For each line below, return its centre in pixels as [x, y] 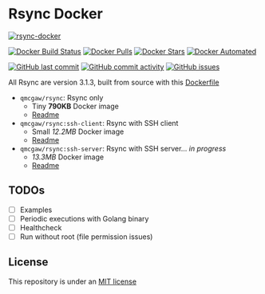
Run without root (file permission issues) [86, 237]
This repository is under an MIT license [73, 281]
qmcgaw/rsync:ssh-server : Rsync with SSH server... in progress [123, 148]
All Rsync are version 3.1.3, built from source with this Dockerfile [114, 82]
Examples [36, 210]
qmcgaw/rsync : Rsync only [61, 97]
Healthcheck [41, 227]
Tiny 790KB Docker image [75, 106]
